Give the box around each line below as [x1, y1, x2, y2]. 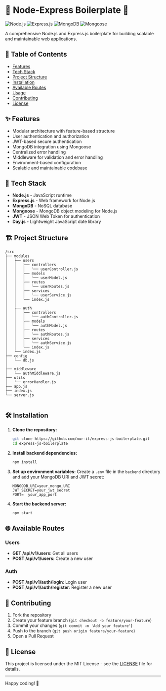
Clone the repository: [12, 427, 57, 432]
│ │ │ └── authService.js [5, 341, 72, 345]
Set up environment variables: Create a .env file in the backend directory [12, 469, 161, 475]
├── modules [5, 254, 30, 259]
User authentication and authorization [12, 133, 90, 139]
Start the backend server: [12, 501, 67, 507]
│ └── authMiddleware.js [5, 371, 61, 376]
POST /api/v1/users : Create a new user [12, 555, 93, 561]
